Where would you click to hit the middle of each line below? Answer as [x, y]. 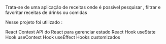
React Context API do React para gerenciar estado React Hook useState [80, 32]
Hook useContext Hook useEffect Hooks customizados [63, 37]
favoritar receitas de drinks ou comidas [46, 12]
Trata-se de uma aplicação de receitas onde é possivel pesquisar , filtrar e [83, 7]
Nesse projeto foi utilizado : [34, 22]
